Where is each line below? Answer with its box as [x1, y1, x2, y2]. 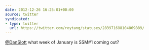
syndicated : [5, 16, 30, 21]
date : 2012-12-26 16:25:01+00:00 [5, 7, 74, 12]
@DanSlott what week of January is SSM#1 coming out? [5, 39, 119, 45]
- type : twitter [5, 21, 38, 26]
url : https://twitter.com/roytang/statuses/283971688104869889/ [9, 26, 145, 31]
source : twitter [5, 12, 38, 17]
